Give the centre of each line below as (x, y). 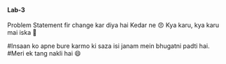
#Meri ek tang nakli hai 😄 (44, 54)
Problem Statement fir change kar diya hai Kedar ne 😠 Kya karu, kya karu (113, 25)
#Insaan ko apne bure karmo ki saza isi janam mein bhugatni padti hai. (108, 46)
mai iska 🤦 (22, 33)
